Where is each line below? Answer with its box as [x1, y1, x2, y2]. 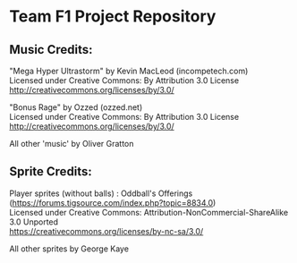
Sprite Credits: [9, 164, 92, 180]
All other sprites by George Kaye [9, 243, 130, 254]
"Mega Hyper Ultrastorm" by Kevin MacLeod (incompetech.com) [9, 65, 249, 76]
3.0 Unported [9, 216, 59, 227]
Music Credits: [9, 42, 93, 57]
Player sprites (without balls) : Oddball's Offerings [9, 188, 193, 199]
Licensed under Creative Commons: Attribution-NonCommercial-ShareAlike [9, 207, 289, 217]
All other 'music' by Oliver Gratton [9, 139, 134, 148]
